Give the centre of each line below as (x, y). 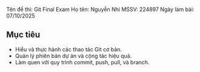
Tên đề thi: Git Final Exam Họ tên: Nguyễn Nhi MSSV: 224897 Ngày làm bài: (101, 9)
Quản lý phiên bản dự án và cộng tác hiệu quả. (73, 56)
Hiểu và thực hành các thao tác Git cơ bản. (68, 49)
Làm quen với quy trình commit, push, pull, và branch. (82, 62)
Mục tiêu (23, 35)
